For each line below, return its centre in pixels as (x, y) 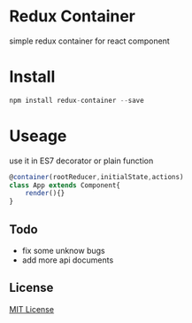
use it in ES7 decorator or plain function (81, 161)
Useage (38, 136)
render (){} (45, 193)
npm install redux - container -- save (77, 100)
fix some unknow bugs (63, 251)
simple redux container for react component (89, 41)
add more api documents (68, 260)
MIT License (32, 309)
